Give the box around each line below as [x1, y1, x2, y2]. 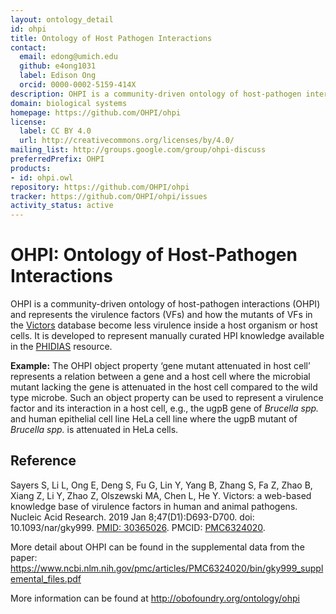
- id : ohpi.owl [10, 172, 74, 183]
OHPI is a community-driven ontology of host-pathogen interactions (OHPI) [10, 298, 321, 310]
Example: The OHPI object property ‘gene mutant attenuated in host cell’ [10, 360, 311, 372]
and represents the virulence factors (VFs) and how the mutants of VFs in [10, 309, 313, 321]
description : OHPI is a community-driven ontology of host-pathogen [10, 89, 302, 99]
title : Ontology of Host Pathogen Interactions [10, 33, 213, 43]
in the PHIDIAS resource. [10, 341, 113, 353]
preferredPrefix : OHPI [10, 154, 105, 164]
